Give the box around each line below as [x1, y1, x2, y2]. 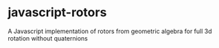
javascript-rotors [8, 5, 107, 20]
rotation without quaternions [8, 34, 88, 42]
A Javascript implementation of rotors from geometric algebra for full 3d [8, 27, 212, 35]
